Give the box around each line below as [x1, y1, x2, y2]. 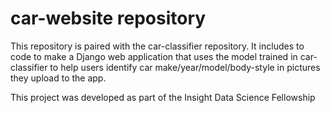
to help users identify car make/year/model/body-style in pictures [49, 61, 321, 73]
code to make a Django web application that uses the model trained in [10, 50, 298, 62]
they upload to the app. [10, 72, 107, 84]
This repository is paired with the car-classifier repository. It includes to [10, 40, 305, 52]
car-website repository [10, 7, 207, 30]
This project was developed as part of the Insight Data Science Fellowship [10, 91, 316, 103]
